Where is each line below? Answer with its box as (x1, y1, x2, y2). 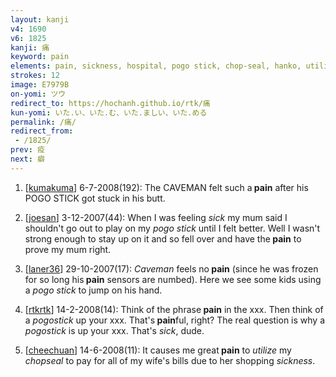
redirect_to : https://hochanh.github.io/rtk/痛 (10, 98, 211, 108)
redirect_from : (10, 126, 74, 136)
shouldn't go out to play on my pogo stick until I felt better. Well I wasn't (24, 222, 321, 234)
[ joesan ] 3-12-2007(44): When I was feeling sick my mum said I (24, 211, 288, 223)
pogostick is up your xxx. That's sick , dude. (24, 324, 205, 336)
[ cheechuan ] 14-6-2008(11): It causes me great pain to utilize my (24, 344, 292, 356)
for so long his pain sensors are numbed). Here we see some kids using (24, 273, 322, 285)
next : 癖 (10, 154, 45, 164)
